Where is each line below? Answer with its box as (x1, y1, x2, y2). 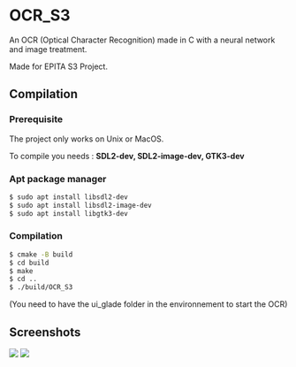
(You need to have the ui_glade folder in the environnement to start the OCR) (9, 299, 288, 310)
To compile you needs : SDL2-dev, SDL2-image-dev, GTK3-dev (9, 150, 245, 161)
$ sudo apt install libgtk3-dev (9, 209, 128, 218)
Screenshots (9, 325, 81, 340)
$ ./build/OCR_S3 (9, 283, 73, 292)
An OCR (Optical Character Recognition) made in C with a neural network (9, 34, 276, 45)
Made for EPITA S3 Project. (9, 61, 109, 72)
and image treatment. (9, 43, 87, 54)
